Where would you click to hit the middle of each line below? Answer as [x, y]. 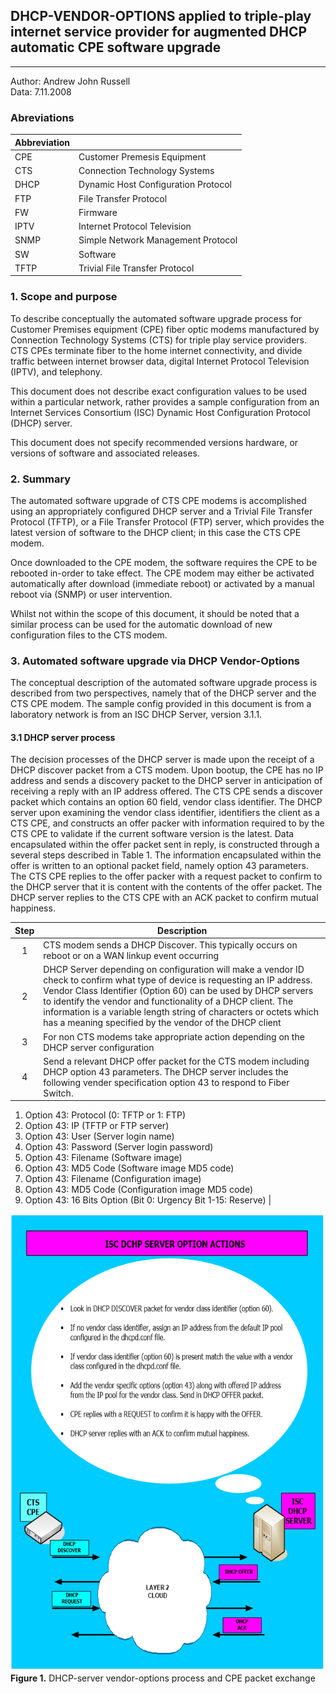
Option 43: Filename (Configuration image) [113, 1179]
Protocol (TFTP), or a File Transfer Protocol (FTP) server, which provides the [167, 521]
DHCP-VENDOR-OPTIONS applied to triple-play [161, 16]
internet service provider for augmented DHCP [159, 32]
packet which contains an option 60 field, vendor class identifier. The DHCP [166, 802]
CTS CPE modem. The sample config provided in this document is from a [161, 704]
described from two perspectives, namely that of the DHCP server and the [163, 693]
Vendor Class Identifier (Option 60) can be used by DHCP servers [178, 991]
